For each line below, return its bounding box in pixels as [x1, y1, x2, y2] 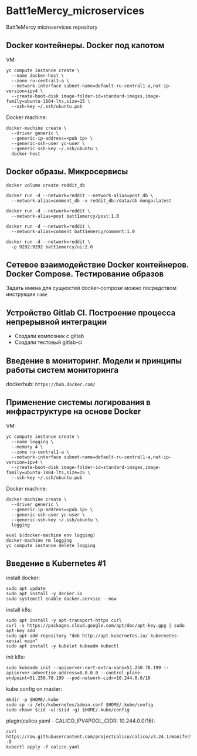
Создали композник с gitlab [14, 333, 84, 340]
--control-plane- [100, 670, 143, 676]
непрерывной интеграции [6, 317, 107, 327]
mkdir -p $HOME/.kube [6, 697, 59, 703]
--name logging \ [11, 438, 54, 444]
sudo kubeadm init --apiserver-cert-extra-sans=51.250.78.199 [6, 664, 161, 670]
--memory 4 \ [11, 444, 43, 450]
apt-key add [6, 627, 35, 633]
